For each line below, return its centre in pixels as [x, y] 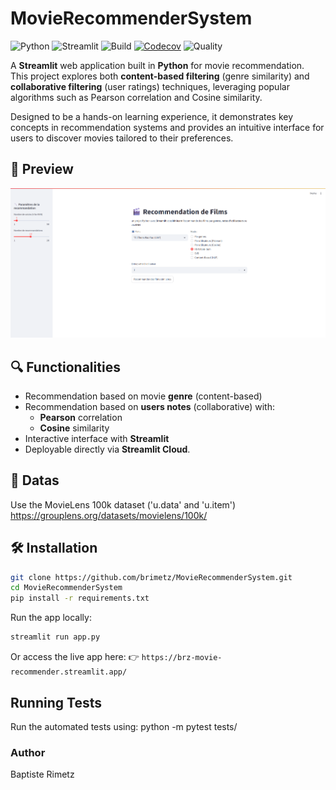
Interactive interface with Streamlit [97, 438]
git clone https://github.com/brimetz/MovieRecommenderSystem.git [151, 577]
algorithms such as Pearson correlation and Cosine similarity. [136, 97]
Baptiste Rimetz [42, 774]
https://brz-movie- [182, 658]
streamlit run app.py [55, 637]
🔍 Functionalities [65, 367]
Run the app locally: [51, 618]
